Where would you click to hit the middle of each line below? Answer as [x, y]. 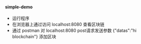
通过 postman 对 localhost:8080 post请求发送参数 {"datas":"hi [74, 31]
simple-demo [19, 7]
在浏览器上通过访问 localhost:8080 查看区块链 [58, 24]
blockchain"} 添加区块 [34, 37]
